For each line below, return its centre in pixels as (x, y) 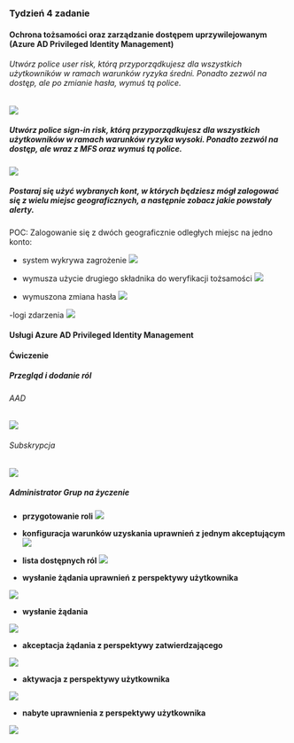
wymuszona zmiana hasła (69, 296)
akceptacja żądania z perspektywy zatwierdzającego (122, 645)
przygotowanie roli (58, 516)
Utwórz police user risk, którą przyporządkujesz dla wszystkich (126, 64)
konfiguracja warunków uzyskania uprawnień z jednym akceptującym (154, 533)
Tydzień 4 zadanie (50, 13)
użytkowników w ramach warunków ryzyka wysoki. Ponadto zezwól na (144, 139)
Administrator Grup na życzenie (70, 493)
